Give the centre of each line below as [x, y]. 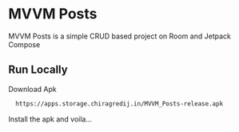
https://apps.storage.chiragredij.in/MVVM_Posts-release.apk [119, 104]
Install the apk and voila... [50, 119]
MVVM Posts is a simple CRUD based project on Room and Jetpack [120, 36]
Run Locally [38, 70]
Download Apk [33, 89]
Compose [24, 44]
